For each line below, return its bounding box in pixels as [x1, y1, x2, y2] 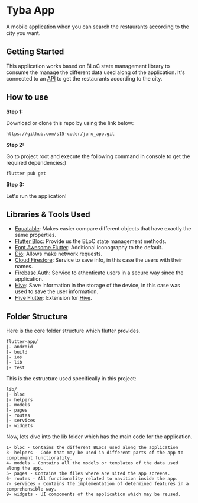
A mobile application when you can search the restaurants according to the [6, 23, 189, 30]
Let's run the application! [6, 192, 67, 199]
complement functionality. [6, 455, 73, 461]
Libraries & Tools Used [6, 209, 90, 219]
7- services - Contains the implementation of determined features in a [6, 481, 189, 487]
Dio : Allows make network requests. [14, 250, 103, 258]
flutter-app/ [6, 339, 38, 345]
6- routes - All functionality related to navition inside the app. [6, 476, 178, 482]
